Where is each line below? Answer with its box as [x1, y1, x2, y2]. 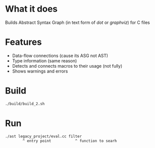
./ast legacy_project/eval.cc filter [5, 134, 82, 139]
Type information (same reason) [12, 57, 77, 64]
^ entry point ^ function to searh [22, 138, 117, 143]
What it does [5, 3, 58, 15]
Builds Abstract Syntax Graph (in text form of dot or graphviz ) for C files [5, 19, 150, 25]
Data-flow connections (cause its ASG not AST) [12, 53, 109, 58]
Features [5, 37, 42, 48]
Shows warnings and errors [12, 68, 68, 74]
